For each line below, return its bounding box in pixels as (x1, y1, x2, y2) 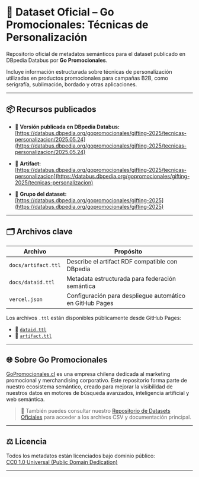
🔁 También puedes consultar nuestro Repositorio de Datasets (20, 407, 171, 415)
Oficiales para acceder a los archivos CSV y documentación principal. (20, 413, 191, 421)
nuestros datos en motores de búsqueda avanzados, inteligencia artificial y (6, 390, 190, 397)
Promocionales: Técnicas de (6, 18, 149, 32)
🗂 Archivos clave (6, 227, 73, 237)
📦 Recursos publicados (6, 104, 97, 115)
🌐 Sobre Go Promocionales (6, 354, 108, 365)
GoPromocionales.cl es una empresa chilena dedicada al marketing (6, 371, 171, 378)
